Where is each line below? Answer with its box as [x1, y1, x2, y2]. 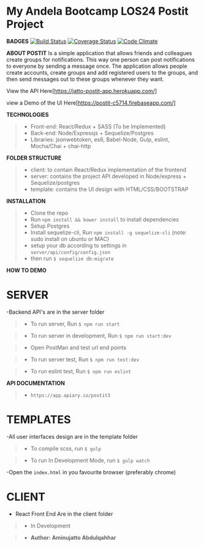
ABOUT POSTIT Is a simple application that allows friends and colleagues [6, 49, 192, 56]
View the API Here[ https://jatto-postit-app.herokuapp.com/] [6, 87, 157, 94]
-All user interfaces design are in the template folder [6, 433, 138, 440]
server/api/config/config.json [30, 249, 111, 255]
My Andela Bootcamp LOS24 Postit [6, 4, 189, 18]
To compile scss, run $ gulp [30, 445, 101, 452]
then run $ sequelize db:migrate [30, 255, 115, 262]
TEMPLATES [6, 413, 72, 426]
